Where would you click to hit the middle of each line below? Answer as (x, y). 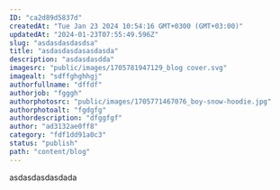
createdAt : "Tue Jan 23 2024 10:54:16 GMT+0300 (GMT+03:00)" (126, 26)
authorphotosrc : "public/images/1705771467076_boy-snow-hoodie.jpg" (140, 101)
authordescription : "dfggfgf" (66, 118)
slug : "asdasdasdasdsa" (54, 43)
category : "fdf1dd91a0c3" (58, 135)
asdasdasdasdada (43, 177)
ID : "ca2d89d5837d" (46, 18)
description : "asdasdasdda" (62, 59)
